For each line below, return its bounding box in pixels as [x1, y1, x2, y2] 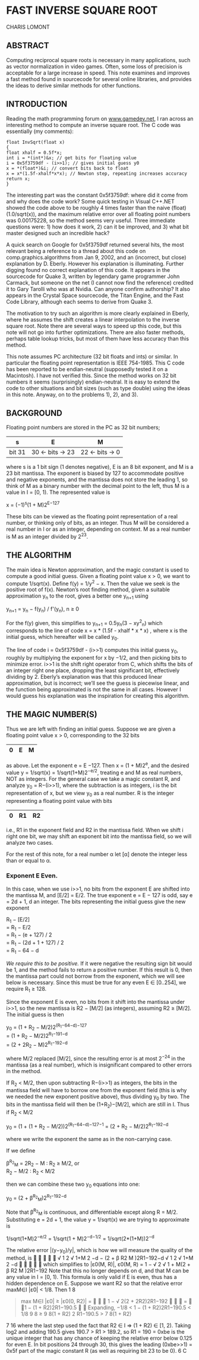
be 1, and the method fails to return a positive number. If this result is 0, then [6, 966, 192, 973]
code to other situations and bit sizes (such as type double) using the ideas [6, 384, 190, 391]
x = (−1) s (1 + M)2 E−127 [6, 500, 60, 509]
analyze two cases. [6, 839, 53, 846]
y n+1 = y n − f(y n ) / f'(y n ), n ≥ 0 [6, 605, 79, 614]
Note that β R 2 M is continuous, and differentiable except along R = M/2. [6, 1207, 178, 1217]
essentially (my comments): [6, 128, 74, 135]
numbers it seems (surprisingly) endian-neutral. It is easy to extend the [6, 378, 180, 385]
